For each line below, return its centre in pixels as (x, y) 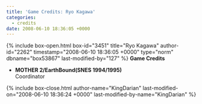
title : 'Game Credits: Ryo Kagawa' (51, 12)
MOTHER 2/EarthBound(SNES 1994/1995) (68, 70)
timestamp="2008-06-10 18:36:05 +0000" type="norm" (103, 52)
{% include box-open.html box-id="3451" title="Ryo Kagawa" (83, 46)
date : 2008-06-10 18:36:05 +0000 (48, 29)
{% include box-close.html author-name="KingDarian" (74, 88)
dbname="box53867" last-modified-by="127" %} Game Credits (86, 58)
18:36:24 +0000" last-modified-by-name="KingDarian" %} (123, 94)
